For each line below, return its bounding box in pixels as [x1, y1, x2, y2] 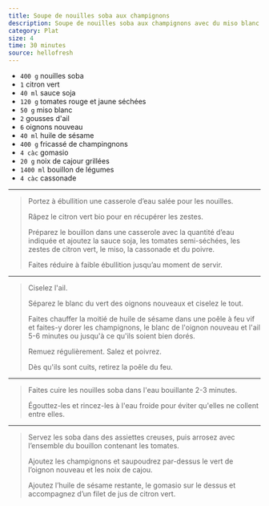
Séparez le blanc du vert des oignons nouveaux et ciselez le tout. [27, 298, 244, 308]
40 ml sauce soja [19, 88, 76, 97]
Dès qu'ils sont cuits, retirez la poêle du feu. [27, 362, 174, 371]
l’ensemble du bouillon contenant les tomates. [27, 441, 180, 450]
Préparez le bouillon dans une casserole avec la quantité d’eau [27, 228, 235, 237]
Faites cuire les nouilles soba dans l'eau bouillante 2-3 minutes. [27, 386, 238, 395]
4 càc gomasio [19, 148, 69, 157]
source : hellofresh [8, 49, 74, 57]
